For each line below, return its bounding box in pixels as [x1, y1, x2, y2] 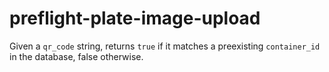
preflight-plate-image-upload [9, 7, 261, 30]
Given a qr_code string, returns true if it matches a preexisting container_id [9, 40, 321, 52]
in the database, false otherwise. [9, 50, 144, 62]
